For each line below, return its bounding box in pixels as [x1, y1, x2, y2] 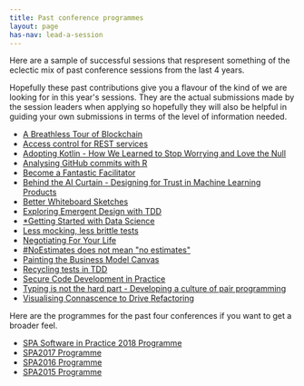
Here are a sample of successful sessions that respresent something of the [9, 55, 290, 66]
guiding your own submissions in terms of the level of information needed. [9, 111, 288, 123]
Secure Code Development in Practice [22, 273, 166, 284]
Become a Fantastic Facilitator [22, 167, 136, 178]
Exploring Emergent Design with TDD [22, 206, 162, 217]
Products [22, 187, 57, 198]
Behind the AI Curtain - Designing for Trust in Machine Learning [22, 177, 261, 188]
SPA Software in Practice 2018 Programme [22, 338, 182, 349]
